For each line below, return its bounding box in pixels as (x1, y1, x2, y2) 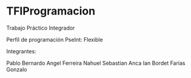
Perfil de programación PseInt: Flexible (6, 36, 103, 43)
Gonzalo (6, 65, 27, 73)
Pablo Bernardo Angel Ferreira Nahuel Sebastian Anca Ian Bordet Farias (6, 59, 186, 67)
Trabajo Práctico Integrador (6, 24, 75, 31)
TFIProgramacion (6, 4, 96, 18)
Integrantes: (6, 47, 36, 55)
